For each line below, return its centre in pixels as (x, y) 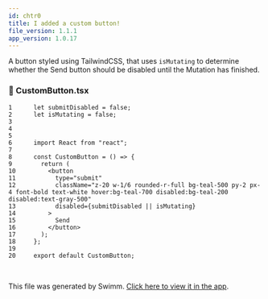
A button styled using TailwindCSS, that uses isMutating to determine (124, 61)
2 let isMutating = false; (62, 114)
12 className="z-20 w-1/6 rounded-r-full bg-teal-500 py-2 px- (135, 185)
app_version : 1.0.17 (43, 38)
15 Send (39, 220)
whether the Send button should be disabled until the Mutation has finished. (134, 70)
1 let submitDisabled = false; (70, 107)
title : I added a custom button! (64, 23)
